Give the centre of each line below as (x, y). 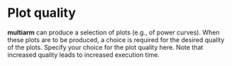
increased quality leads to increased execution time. (83, 55)
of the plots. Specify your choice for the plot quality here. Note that (105, 47)
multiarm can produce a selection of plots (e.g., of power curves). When (114, 32)
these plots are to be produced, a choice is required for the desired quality (116, 39)
